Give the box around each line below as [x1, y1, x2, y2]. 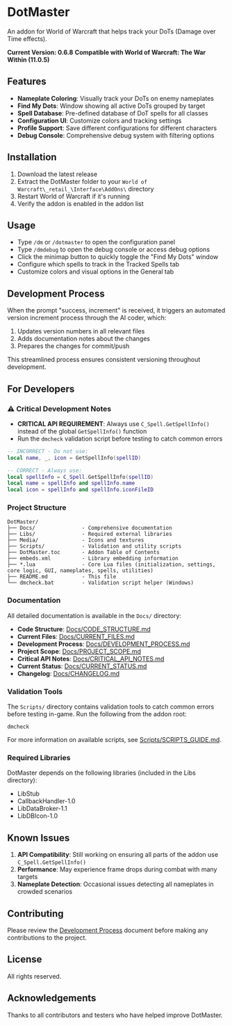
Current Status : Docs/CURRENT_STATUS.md [17, 662, 147, 670]
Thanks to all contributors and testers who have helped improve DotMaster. [7, 1011, 223, 1019]
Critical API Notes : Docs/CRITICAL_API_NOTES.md [17, 654, 165, 663]
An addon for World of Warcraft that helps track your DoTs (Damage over [7, 27, 217, 35]
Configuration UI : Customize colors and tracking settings [17, 116, 182, 125]
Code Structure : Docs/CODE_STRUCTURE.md [17, 624, 151, 633]
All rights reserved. [7, 972, 62, 980]
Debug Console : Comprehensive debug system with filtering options [17, 131, 215, 139]
